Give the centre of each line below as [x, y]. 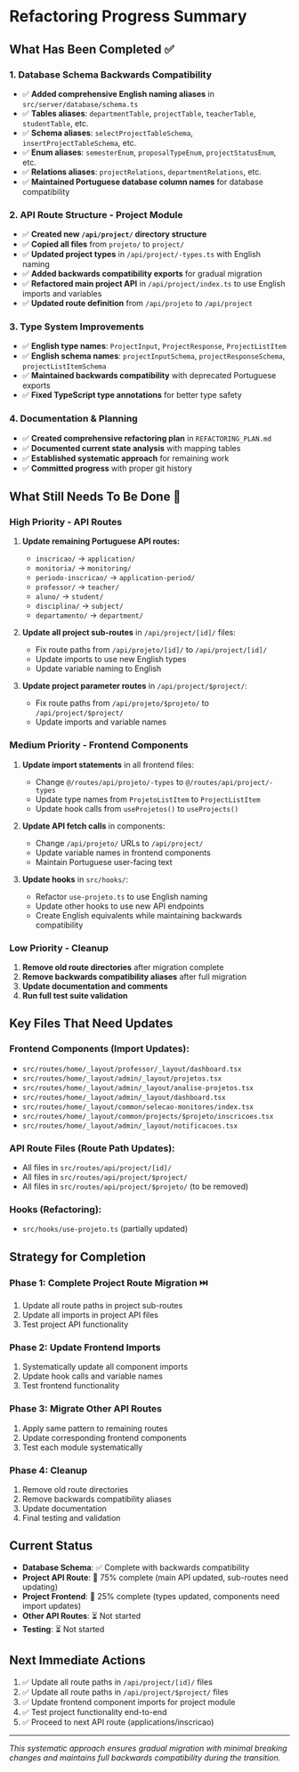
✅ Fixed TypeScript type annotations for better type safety [132, 395]
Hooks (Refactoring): [56, 1210]
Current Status [51, 1546]
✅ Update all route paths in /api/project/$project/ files [125, 1692]
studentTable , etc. [55, 123]
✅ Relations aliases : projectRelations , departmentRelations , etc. [142, 172]
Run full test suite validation [75, 996]
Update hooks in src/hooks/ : [75, 879]
